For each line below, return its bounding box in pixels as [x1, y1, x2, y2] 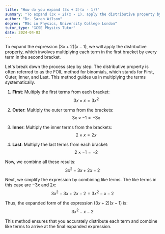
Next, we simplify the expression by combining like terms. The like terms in [5, 177, 157, 183]
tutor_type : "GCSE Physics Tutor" [5, 26, 76, 31]
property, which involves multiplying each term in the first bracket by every [5, 49, 157, 55]
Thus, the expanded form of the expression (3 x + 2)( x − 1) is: [5, 200, 128, 206]
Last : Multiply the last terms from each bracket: [12, 141, 109, 147]
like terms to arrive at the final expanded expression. [5, 223, 111, 229]
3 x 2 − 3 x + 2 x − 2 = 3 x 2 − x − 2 [51, 190, 114, 196]
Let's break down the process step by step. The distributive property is [5, 64, 149, 69]
